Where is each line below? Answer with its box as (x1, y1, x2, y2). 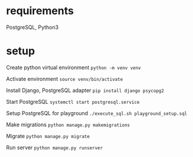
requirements (6, 4, 74, 18)
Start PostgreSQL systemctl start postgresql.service (6, 98, 140, 105)
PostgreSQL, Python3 (6, 24, 59, 31)
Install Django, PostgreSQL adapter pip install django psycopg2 (6, 87, 164, 94)
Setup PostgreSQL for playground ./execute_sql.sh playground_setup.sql (6, 109, 188, 116)
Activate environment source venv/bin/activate (6, 75, 123, 82)
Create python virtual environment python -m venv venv (6, 64, 142, 71)
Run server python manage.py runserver (6, 143, 103, 151)
